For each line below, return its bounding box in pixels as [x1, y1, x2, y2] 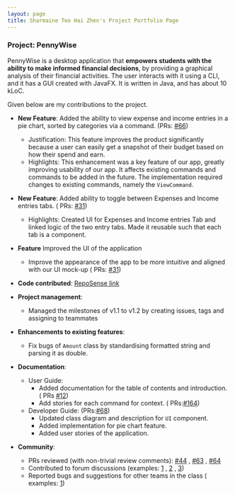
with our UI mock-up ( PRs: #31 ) [28, 265, 122, 273]
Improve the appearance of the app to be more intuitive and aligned [28, 258, 225, 266]
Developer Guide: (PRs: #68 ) [28, 406, 110, 415]
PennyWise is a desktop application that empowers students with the [7, 56, 212, 64]
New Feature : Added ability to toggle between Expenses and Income [17, 194, 219, 202]
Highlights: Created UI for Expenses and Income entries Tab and [28, 215, 216, 224]
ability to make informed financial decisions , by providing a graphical [7, 64, 213, 72]
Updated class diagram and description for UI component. [38, 413, 209, 422]
